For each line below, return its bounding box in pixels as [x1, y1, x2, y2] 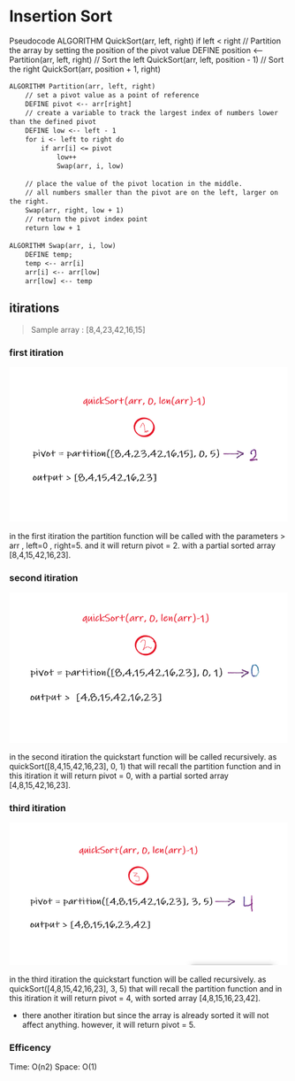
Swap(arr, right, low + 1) [25, 205, 125, 214]
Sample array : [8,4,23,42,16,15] [30, 324, 146, 335]
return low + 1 [25, 223, 81, 232]
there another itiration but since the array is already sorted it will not [21, 1010, 269, 1021]
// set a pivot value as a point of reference [25, 90, 200, 99]
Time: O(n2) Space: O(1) [9, 1062, 97, 1072]
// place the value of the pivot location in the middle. [25, 179, 243, 188]
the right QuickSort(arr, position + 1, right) [9, 64, 161, 74]
